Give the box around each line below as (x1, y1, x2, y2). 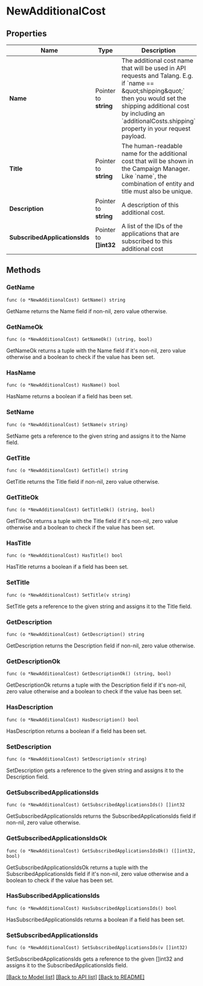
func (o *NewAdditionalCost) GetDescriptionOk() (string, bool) (6, 671, 172, 677)
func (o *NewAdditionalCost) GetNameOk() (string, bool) (6, 336, 153, 342)
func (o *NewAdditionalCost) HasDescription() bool (6, 716, 139, 723)
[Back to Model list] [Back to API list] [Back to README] (6, 973, 145, 981)
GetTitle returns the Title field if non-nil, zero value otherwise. (6, 478, 160, 485)
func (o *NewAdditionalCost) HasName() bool (6, 382, 120, 388)
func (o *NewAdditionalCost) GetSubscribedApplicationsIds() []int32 (6, 802, 185, 808)
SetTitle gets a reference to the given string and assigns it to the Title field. (6, 603, 192, 610)
